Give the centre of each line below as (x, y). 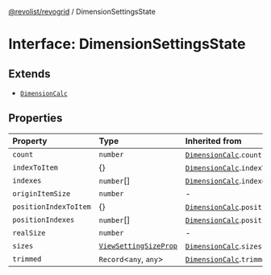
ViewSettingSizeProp (138, 246)
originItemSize (42, 193)
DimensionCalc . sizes (223, 246)
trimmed (27, 259)
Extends (29, 74)
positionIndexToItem (52, 207)
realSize (29, 233)
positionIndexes (44, 220)
